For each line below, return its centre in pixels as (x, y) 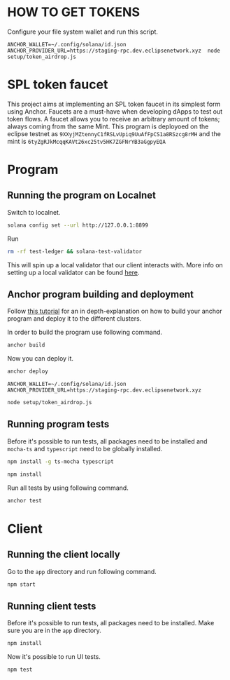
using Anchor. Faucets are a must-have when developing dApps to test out (115, 111)
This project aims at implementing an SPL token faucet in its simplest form (114, 104)
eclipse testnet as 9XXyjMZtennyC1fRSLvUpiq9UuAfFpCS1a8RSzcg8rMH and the (114, 133)
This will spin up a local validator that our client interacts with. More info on (115, 265)
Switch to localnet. (34, 212)
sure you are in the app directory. (54, 631)
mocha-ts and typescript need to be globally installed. (85, 448)
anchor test (24, 500)
